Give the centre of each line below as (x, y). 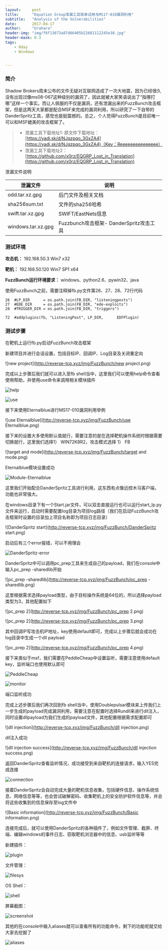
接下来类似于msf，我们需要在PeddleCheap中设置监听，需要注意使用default (83, 658)
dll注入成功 (16, 738)
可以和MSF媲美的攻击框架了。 (36, 122)
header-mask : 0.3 (23, 38)
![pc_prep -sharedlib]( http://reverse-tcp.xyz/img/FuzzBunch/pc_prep (76, 580)
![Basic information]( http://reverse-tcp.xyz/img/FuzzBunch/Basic (72, 812)
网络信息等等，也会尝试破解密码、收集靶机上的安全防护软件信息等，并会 (88, 796)
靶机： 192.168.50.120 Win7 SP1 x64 (42, 269)
